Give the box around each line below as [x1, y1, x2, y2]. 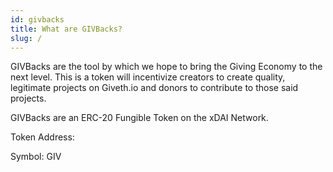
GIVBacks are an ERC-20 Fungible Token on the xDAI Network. [10, 112, 269, 124]
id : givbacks [10, 14, 65, 25]
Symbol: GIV [10, 151, 62, 163]
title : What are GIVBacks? [10, 24, 123, 34]
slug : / [10, 33, 43, 43]
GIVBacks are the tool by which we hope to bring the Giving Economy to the [10, 61, 323, 73]
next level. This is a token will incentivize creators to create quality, [10, 71, 286, 83]
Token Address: [10, 131, 75, 143]
